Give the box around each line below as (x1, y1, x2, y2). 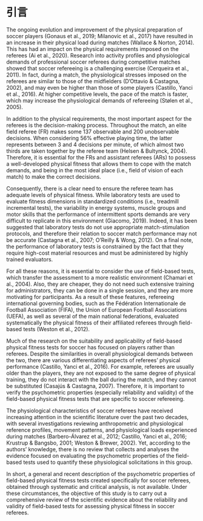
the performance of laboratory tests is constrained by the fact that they (6, 243, 184, 250)
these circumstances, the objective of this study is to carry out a (6, 489, 167, 497)
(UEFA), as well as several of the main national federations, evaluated (6, 312, 179, 320)
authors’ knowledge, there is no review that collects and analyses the (6, 445, 179, 452)
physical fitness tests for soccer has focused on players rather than (6, 343, 175, 351)
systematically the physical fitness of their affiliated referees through (6, 319, 178, 326)
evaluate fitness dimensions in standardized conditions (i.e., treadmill (6, 198, 179, 205)
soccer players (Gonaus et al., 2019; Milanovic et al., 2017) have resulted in (6, 32, 193, 39)
